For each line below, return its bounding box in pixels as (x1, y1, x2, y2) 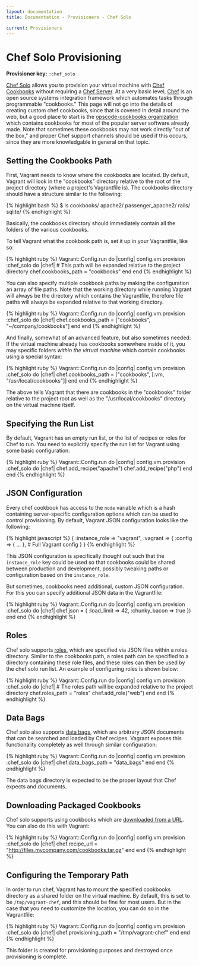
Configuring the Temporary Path (6, 870, 129, 880)
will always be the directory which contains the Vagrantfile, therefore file (6, 292, 184, 299)
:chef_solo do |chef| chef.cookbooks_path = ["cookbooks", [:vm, (6, 371, 165, 378)
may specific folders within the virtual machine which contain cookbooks (6, 347, 185, 354)
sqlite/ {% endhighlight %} (6, 209, 71, 216)
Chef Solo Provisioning (6, 50, 122, 64)
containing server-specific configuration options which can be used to (6, 510, 179, 517)
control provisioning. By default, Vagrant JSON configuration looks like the (6, 516, 188, 523)
